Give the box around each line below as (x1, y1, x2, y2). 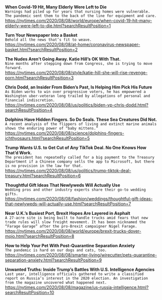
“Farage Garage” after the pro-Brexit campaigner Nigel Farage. (5, 224, 137, 229)
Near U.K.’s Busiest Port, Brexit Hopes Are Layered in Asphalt (5, 210, 131, 216)
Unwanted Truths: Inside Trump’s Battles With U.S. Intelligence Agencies (5, 267, 155, 272)
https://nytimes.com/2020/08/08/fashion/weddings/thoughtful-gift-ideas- (5, 196, 153, 201)
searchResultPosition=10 (5, 290, 55, 295)
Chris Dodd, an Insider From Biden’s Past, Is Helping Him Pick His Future (5, 84, 152, 90)
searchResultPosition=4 (5, 107, 53, 113)
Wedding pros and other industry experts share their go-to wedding (5, 187, 146, 192)
